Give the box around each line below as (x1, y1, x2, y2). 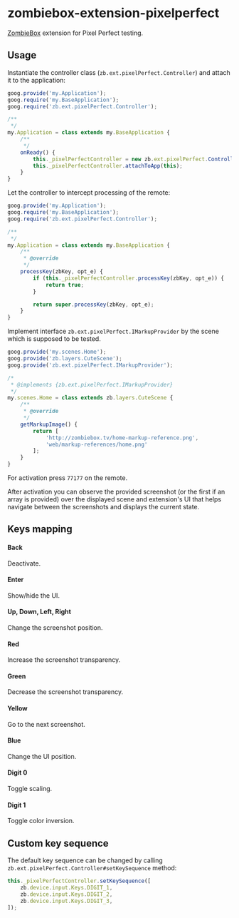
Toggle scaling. (7, 785, 53, 793)
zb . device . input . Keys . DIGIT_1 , (20, 884, 113, 891)
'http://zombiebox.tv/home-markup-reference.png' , (45, 434, 199, 442)
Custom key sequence (7, 837, 109, 850)
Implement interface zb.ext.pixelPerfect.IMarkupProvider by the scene (7, 327, 219, 336)
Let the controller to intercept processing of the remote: (7, 188, 171, 197)
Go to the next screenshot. (7, 720, 85, 728)
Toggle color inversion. (7, 817, 75, 825)
